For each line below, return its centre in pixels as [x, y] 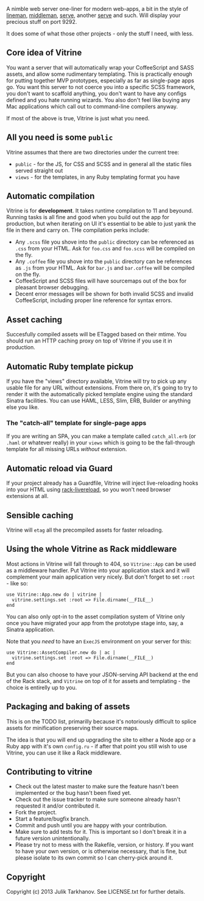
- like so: [17, 583]
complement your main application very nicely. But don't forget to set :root [101, 577]
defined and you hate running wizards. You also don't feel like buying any [98, 100]
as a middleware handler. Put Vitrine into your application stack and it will [98, 570]
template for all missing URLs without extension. [67, 449]
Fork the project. [36, 812]
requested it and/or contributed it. [58, 806]
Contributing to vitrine [49, 772]
